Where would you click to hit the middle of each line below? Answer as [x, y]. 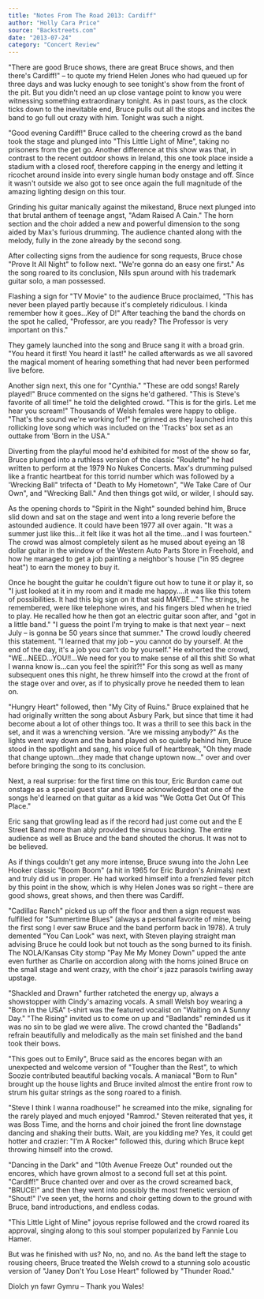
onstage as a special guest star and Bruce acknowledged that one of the [126, 790]
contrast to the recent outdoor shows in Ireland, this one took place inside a [131, 158]
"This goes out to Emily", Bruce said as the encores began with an [115, 1059]
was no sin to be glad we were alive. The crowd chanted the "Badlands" [125, 1027]
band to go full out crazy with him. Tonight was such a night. [106, 118]
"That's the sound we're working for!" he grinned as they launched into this [130, 419]
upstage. [22, 978]
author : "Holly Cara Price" [54, 23]
